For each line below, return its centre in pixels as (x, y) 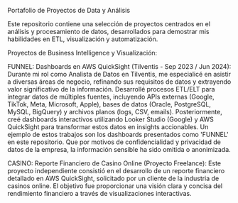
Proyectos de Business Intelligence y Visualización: (82, 53)
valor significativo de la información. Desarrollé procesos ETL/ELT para (111, 89)
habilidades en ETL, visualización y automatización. (83, 39)
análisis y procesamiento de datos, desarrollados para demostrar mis (108, 32)
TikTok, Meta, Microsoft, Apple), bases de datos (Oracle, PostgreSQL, (109, 104)
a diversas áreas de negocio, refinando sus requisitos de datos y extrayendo (119, 82)
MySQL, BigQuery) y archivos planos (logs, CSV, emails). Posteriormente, (115, 112)
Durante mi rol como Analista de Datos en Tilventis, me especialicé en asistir (119, 74)
